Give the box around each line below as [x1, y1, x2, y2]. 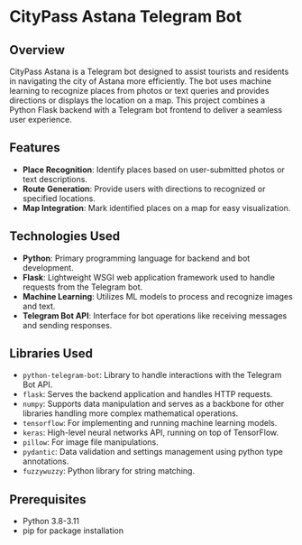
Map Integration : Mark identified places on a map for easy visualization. [22, 202, 291, 213]
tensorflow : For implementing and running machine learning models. [22, 418, 278, 429]
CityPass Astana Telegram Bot [9, 6, 242, 27]
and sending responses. [22, 319, 113, 330]
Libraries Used [9, 346, 93, 362]
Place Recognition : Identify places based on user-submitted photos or [22, 164, 286, 175]
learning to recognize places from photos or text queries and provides [9, 86, 270, 96]
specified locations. [22, 192, 96, 204]
